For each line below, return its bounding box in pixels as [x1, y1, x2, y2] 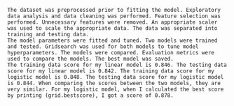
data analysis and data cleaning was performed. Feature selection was [7, 13, 221, 20]
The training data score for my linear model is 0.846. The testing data [7, 61, 228, 68]
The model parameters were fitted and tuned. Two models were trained [7, 37, 218, 44]
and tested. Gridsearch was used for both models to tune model [7, 43, 199, 50]
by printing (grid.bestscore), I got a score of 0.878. [7, 92, 174, 99]
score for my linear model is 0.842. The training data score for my [7, 68, 215, 75]
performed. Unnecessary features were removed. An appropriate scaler [7, 19, 218, 26]
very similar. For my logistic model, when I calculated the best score [7, 86, 224, 93]
